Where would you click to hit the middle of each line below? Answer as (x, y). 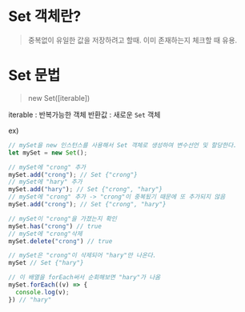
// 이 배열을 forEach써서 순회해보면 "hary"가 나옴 (84, 278)
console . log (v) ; (42, 292)
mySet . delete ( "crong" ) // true (60, 241)
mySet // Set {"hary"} (46, 263)
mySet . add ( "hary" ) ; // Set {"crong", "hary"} (85, 190)
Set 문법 (34, 76)
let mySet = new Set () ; (48, 153)
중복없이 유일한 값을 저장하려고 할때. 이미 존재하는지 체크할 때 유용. (133, 40)
